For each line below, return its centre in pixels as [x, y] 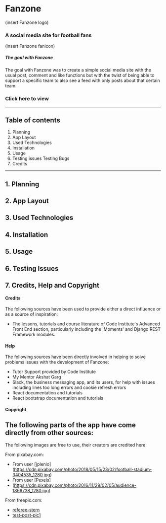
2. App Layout [27, 201]
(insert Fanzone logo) [27, 22]
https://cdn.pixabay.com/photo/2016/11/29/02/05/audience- [75, 485]
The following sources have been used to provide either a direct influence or [83, 309]
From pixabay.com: [25, 454]
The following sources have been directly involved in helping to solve [75, 357]
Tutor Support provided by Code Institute [54, 372]
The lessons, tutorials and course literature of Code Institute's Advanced [86, 324]
